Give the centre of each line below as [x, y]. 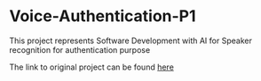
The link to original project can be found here [92, 67]
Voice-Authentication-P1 [103, 16]
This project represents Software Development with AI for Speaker [131, 40]
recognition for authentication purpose [80, 49]
